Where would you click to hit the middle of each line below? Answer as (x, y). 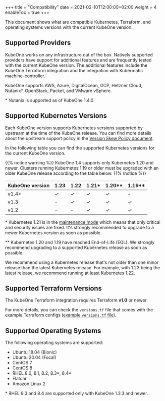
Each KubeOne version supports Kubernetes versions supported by (74, 128)
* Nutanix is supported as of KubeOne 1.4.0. (50, 100)
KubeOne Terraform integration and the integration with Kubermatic (74, 70)
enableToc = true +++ (27, 12)
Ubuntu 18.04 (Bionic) (34, 352)
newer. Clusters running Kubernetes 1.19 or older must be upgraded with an (82, 168)
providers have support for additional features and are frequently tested (79, 60)
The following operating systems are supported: (54, 343)
